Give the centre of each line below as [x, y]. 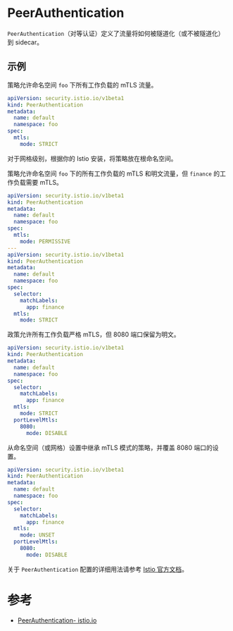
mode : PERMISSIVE [45, 241]
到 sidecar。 [25, 42]
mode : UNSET [37, 535]
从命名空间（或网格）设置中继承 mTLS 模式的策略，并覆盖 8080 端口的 [110, 447]
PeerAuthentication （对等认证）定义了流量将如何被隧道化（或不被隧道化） [116, 33]
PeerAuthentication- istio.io [57, 620]
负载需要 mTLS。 [38, 182]
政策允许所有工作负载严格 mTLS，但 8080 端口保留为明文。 [94, 335]
